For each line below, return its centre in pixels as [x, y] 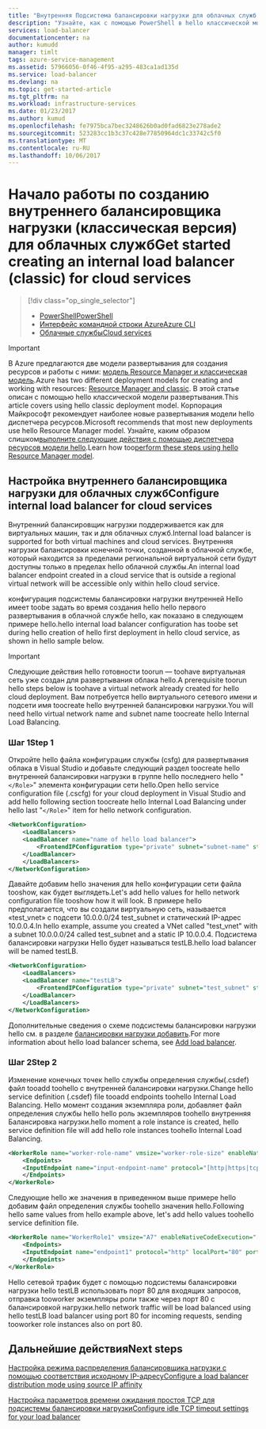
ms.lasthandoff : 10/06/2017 [55, 155]
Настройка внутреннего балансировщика [118, 481]
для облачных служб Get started [120, 245]
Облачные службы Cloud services [95, 333]
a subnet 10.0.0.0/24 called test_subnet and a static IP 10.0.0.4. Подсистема [133, 934]
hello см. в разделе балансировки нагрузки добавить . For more [114, 1033]
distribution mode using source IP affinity [75, 1385]
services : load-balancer [49, 30]
